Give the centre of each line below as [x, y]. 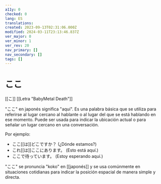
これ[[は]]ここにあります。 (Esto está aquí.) [55, 150]
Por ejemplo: [18, 134]
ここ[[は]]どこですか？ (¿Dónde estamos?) [54, 144]
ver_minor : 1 [18, 41]
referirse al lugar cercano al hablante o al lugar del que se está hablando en [80, 115]
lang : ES [14, 18]
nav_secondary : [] [24, 54]
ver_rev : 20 [17, 46]
